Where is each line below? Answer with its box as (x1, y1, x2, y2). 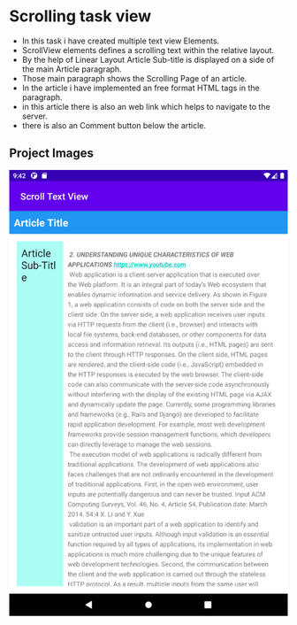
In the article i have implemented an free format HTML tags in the (21, 82, 260, 93)
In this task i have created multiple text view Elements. (21, 35, 220, 46)
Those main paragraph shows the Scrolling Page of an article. (21, 73, 247, 83)
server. (21, 111, 49, 121)
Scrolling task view (9, 6, 152, 27)
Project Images (9, 146, 95, 161)
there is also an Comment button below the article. (21, 120, 206, 130)
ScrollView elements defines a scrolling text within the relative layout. (21, 44, 275, 55)
